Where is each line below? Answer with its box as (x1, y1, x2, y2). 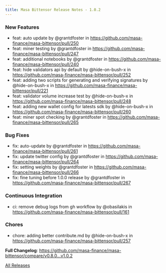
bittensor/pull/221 (12, 87, 49, 93)
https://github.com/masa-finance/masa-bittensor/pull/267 (12, 180, 131, 186)
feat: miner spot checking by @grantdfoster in (12, 114, 107, 120)
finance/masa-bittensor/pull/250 (12, 40, 79, 46)
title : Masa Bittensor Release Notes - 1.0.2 (5, 7, 101, 12)
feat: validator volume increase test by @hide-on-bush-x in (12, 93, 133, 99)
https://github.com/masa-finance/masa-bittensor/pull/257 (12, 238, 131, 244)
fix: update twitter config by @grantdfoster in (12, 153, 105, 159)
